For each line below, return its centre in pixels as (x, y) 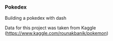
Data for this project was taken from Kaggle (50, 28)
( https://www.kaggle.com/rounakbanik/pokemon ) (57, 33)
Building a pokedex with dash (36, 18)
